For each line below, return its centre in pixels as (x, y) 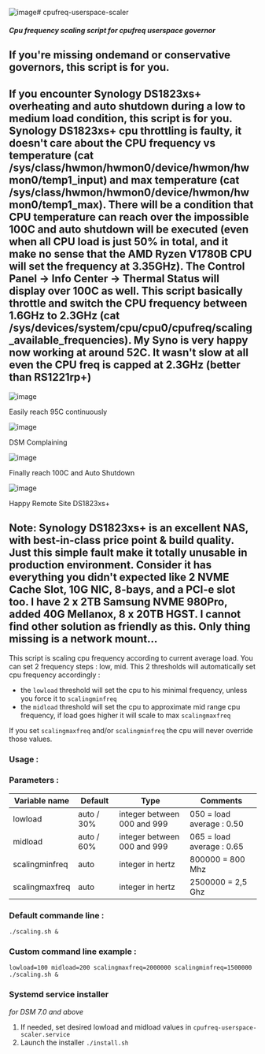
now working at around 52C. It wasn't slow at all (129, 353)
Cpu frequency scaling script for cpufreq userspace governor (112, 30)
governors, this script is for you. (89, 67)
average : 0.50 (217, 824)
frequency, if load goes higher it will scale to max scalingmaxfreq (125, 715)
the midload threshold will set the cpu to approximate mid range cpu (130, 706)
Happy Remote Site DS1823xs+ (59, 503)
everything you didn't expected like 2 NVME (119, 577)
